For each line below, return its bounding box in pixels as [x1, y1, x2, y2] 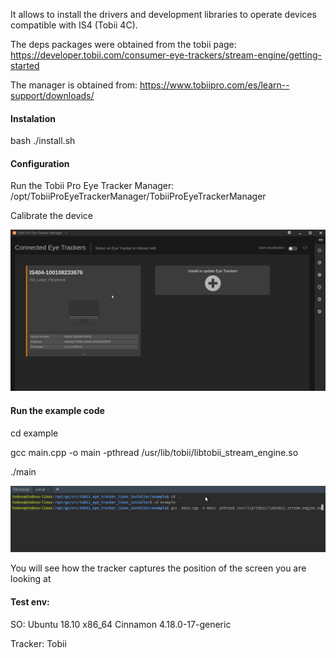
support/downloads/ [10, 90, 95, 101]
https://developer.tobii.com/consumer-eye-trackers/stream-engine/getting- [10, 49, 322, 61]
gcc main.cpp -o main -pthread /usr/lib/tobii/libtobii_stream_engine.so [10, 446, 299, 458]
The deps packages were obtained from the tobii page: [10, 39, 237, 50]
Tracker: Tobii [10, 637, 67, 649]
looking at [10, 573, 52, 585]
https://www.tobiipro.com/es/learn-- [139, 79, 290, 91]
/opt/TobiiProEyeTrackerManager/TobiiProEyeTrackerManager [10, 190, 267, 203]
